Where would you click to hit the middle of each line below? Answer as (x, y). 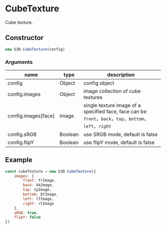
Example (19, 160)
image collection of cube (112, 91)
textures (93, 97)
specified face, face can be (115, 111)
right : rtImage (39, 203)
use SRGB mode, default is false (121, 134)
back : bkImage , (39, 185)
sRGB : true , (26, 213)
